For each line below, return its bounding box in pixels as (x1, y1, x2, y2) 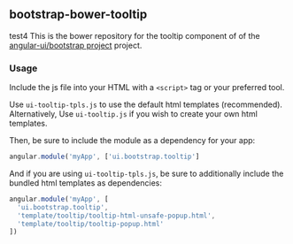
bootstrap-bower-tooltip (9, 7, 148, 22)
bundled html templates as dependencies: (9, 177, 162, 188)
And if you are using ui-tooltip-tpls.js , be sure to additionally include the (9, 168, 284, 179)
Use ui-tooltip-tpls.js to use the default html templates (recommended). (9, 99, 283, 110)
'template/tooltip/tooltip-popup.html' (17, 219, 165, 228)
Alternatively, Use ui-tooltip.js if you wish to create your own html (9, 109, 258, 119)
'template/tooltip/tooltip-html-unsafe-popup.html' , (17, 211, 216, 220)
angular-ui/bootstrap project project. (9, 40, 143, 50)
